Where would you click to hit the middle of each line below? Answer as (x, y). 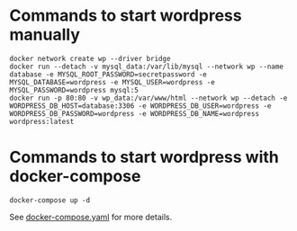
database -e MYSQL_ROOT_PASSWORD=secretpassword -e (108, 74)
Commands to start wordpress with (144, 157)
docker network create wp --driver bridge (90, 58)
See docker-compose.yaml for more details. (91, 217)
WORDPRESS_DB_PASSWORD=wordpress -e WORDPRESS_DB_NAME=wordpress (134, 113)
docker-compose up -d (50, 200)
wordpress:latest (42, 121)
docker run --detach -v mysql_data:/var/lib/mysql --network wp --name (146, 67)
